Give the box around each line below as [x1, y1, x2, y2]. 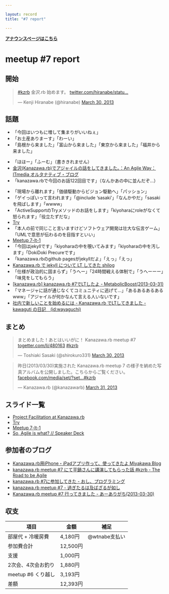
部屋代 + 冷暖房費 [8, 533, 49, 540]
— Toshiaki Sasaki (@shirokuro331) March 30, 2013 [17, 352, 125, 359]
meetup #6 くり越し [8, 571, 55, 578]
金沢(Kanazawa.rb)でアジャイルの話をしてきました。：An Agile [12, 165, 142, 171]
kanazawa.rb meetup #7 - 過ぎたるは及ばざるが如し [12, 485, 121, 491]
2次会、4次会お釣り [8, 561, 55, 568]
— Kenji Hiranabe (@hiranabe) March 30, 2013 [17, 99, 114, 105]
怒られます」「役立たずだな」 [12, 214, 72, 220]
